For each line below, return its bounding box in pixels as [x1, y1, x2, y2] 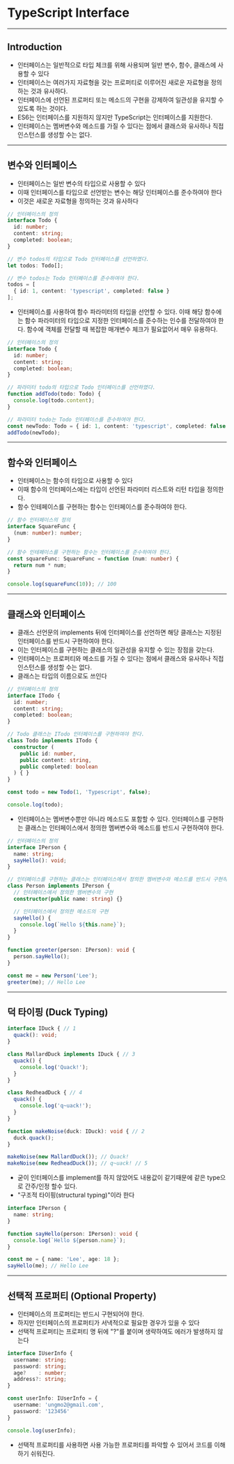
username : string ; [13, 1356, 68, 1364]
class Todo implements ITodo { [7, 738, 98, 745]
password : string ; [13, 1363, 68, 1370]
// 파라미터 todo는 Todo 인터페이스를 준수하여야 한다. [7, 416, 146, 423]
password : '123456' [13, 1407, 70, 1414]
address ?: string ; [13, 1376, 68, 1383]
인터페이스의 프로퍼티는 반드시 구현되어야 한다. [17, 1310, 145, 1318]
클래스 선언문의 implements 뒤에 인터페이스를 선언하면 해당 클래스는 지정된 [17, 628, 222, 636]
